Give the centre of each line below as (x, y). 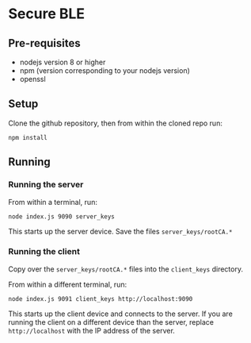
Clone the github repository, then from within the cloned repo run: (116, 123)
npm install (28, 137)
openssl (32, 79)
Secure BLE (47, 14)
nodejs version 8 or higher (63, 62)
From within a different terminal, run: (68, 284)
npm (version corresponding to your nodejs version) (105, 71)
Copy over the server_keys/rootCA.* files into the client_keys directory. (126, 269)
